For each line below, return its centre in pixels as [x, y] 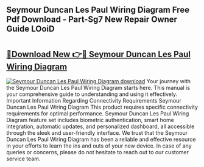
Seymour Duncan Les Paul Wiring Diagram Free [98, 10]
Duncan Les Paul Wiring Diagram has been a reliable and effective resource [101, 139]
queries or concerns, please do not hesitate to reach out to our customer [98, 152]
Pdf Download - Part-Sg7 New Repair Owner [92, 20]
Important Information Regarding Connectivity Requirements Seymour [94, 101]
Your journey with [168, 81]
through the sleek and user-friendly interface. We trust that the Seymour [97, 133]
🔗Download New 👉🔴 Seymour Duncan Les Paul [98, 54]
